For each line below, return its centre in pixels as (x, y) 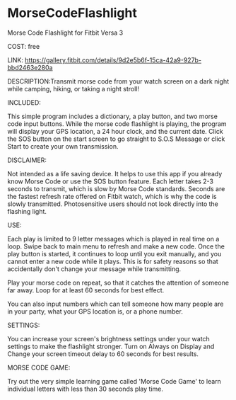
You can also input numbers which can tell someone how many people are (116, 304)
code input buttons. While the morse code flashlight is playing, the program (117, 124)
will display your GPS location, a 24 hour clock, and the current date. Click (116, 131)
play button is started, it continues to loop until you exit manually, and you (114, 253)
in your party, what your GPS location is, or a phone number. (95, 311)
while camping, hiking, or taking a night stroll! (73, 88)
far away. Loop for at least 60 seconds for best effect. (86, 290)
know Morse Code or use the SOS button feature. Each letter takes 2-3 (111, 181)
